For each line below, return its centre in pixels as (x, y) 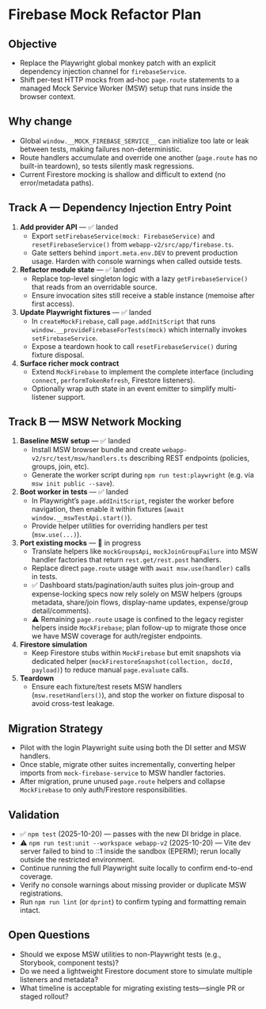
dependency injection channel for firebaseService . (103, 71)
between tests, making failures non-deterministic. (101, 149)
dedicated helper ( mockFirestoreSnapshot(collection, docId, (132, 662)
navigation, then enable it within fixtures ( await (108, 509)
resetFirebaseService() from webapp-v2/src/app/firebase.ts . (133, 244)
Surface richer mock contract (69, 363)
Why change (40, 122)
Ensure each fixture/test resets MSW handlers (106, 687)
